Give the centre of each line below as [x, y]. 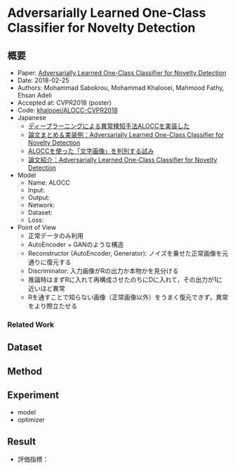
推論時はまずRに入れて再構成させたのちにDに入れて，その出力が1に [125, 280]
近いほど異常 [46, 288]
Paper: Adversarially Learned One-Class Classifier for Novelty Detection [122, 73]
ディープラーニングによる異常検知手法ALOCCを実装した [109, 126]
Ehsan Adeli [35, 95]
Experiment [33, 395]
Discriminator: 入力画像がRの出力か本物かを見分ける [103, 271]
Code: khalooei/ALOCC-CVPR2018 [67, 110]
